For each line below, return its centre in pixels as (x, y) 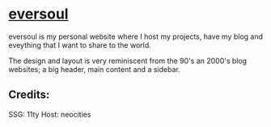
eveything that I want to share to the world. (80, 44)
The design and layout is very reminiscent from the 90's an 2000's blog (128, 61)
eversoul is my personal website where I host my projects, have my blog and (136, 36)
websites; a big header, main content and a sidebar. (94, 69)
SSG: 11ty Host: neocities (50, 114)
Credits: (29, 95)
